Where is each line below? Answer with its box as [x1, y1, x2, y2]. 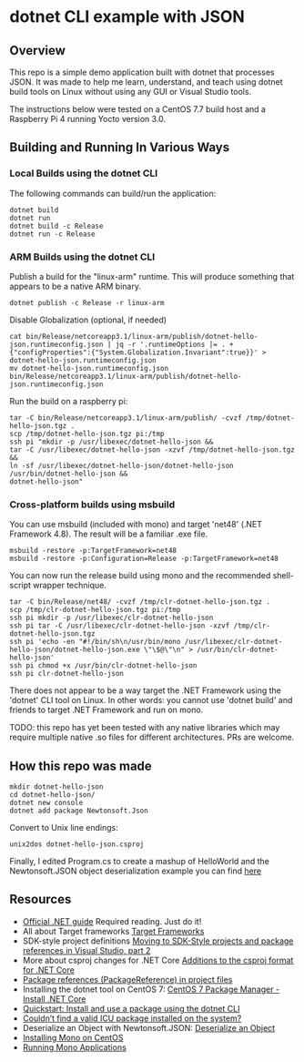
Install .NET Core [22, 993, 86, 1004]
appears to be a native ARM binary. [9, 281, 141, 291]
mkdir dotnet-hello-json [9, 782, 104, 791]
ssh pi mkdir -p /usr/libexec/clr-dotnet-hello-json [9, 613, 214, 623]
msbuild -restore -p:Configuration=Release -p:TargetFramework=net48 [9, 554, 279, 564]
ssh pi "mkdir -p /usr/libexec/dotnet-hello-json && [9, 437, 214, 446]
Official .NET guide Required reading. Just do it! [22, 915, 202, 926]
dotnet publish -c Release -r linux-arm [9, 298, 166, 307]
